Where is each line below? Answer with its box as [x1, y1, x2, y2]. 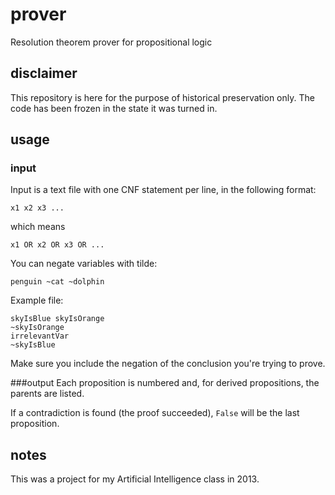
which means [10, 221, 66, 233]
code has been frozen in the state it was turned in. [10, 102, 218, 114]
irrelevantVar [10, 331, 70, 342]
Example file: [10, 294, 64, 307]
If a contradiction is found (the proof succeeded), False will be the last [10, 407, 300, 419]
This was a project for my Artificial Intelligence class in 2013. [10, 473, 260, 485]
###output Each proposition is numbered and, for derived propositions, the [10, 377, 320, 389]
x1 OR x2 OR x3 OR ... [10, 240, 105, 250]
